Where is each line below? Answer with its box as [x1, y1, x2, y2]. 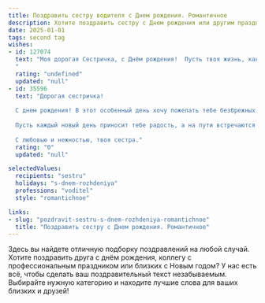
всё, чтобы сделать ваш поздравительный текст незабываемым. [8, 269, 227, 279]
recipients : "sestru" [15, 172, 87, 180]
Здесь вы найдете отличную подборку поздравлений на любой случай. [8, 245, 250, 254]
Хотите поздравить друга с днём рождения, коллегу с [8, 253, 192, 262]
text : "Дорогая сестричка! [15, 92, 104, 100]
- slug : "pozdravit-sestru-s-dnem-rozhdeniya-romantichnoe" [8, 216, 211, 224]
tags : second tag [8, 33, 65, 42]
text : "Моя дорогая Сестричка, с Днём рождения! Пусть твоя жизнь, [15, 56, 245, 64]
